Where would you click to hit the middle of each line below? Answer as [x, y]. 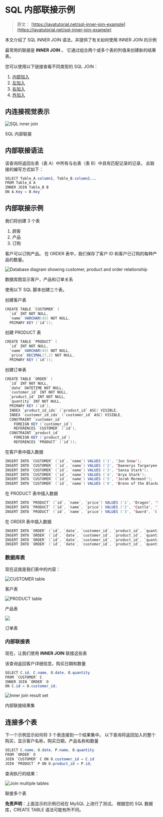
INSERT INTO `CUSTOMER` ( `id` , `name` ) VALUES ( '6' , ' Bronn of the [75, 484]
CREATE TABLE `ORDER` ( [29, 379]
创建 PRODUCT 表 [23, 332]
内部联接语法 [24, 151]
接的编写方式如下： [24, 169]
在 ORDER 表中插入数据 [28, 522]
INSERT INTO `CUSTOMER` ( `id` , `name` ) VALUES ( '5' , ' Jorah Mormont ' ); [79, 479]
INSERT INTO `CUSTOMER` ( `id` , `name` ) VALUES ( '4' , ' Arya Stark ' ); [76, 474]
